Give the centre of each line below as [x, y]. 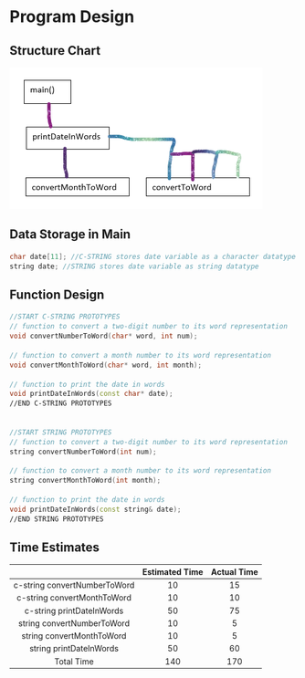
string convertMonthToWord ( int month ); [85, 481]
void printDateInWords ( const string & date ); [95, 509]
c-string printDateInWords [74, 610]
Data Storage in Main [70, 235]
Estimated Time [173, 571]
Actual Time [235, 571]
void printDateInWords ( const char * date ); [91, 394]
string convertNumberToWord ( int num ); [83, 452]
